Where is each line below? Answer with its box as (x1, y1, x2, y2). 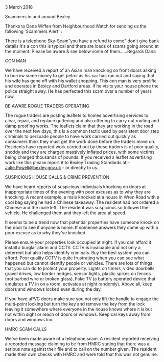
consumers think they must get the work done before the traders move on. (5, 139, 156, 144)
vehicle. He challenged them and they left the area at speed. (5, 210, 127, 216)
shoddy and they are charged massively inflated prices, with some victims (5, 149, 155, 155)
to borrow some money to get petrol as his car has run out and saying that (5, 73, 155, 78)
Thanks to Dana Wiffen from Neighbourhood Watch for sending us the (5, 23, 147, 29)
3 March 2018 (5, 4, 33, 10)
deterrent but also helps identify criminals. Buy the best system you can (5, 250, 150, 255)
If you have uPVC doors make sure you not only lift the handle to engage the (5, 296, 159, 302)
